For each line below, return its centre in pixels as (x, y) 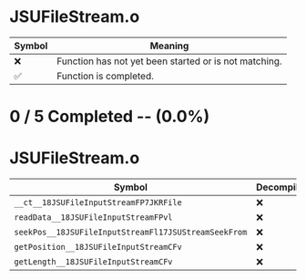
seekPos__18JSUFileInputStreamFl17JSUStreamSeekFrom (131, 233)
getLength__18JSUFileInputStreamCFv (93, 262)
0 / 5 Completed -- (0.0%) (110, 117)
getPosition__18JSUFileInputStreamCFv (98, 247)
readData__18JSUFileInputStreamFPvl (93, 218)
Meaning (169, 46)
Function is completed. (105, 76)
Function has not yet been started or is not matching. (169, 61)
